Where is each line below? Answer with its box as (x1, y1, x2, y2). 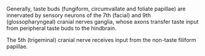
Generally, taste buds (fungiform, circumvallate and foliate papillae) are (6, 5, 186, 12)
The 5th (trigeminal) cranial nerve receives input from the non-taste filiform (6, 37, 196, 43)
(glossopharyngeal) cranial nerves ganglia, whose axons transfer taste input (6, 18, 199, 25)
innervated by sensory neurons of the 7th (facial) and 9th (6, 12, 152, 19)
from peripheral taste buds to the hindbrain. (6, 24, 117, 32)
